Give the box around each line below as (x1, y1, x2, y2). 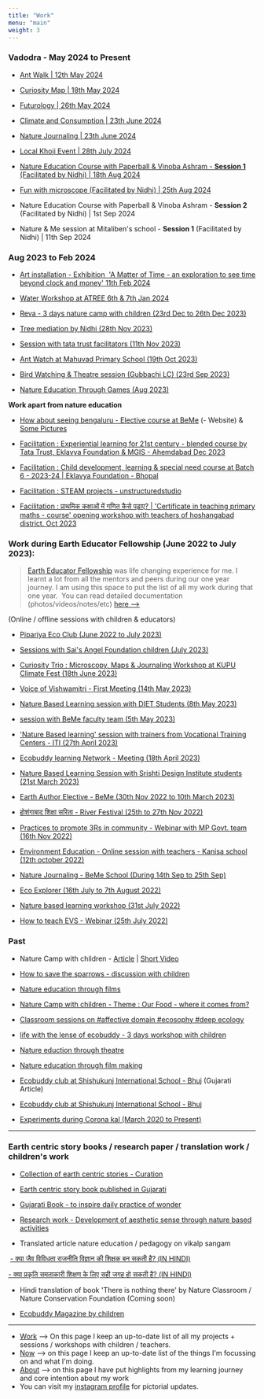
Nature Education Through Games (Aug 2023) (19, 385, 170, 394)
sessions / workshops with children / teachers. (19, 1339, 171, 1349)
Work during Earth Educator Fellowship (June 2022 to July (8, 538, 237, 549)
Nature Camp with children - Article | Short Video (19, 954, 179, 963)
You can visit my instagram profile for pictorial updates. (19, 1382, 199, 1391)
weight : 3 (8, 26, 41, 34)
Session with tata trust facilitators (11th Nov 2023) (19, 339, 181, 349)
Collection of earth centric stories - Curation (19, 1169, 163, 1179)
